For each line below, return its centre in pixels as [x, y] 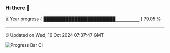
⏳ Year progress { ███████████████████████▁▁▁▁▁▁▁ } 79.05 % [83, 19]
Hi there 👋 [18, 8]
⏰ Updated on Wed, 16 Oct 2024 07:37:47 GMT [55, 35]
